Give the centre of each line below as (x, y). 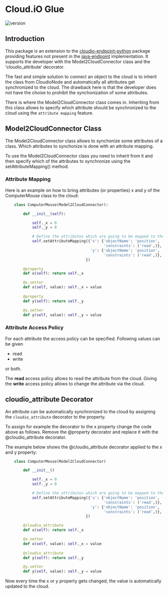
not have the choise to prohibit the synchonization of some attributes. (77, 92)
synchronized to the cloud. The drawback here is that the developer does (81, 87)
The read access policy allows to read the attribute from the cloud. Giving (81, 378)
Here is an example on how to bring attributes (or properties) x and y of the (82, 190)
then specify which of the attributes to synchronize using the (68, 161)
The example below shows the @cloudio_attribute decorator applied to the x (84, 447)
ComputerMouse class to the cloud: (42, 195)
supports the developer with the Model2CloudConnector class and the (78, 62)
